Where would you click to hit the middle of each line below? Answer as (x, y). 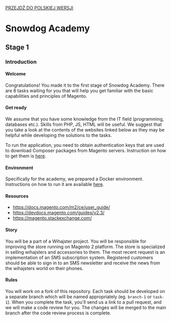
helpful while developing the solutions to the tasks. (59, 135)
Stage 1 (17, 47)
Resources (17, 196)
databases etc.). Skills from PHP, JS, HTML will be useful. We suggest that (83, 124)
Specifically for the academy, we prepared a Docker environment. (75, 179)
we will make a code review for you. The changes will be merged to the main (86, 307)
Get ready (16, 108)
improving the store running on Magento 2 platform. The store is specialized (85, 247)
